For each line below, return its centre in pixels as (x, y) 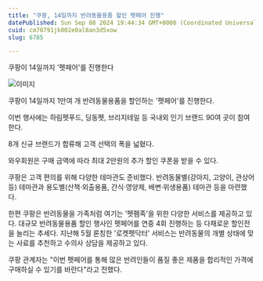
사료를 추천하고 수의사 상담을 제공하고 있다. (82, 243)
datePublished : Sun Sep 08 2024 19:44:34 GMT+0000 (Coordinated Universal (133, 23)
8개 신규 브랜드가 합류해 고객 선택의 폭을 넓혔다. (81, 144)
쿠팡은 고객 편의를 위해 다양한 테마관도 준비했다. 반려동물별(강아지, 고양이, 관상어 (131, 177)
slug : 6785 (26, 37)
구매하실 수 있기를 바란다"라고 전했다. (65, 270)
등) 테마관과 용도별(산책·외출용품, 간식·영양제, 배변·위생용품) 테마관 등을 (117, 187)
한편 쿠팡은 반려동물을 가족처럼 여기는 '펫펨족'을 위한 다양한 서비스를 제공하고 (126, 213)
